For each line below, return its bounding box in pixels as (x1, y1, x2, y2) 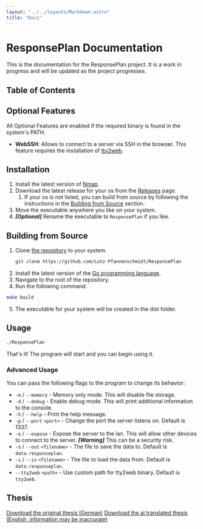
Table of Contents (6, 85, 76, 95)
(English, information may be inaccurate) (6, 516, 108, 523)
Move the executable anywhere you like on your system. (15, 207, 157, 214)
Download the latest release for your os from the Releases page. (15, 187, 177, 194)
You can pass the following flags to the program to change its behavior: (6, 379, 185, 386)
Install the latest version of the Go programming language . (15, 269, 161, 277)
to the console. (15, 404, 53, 411)
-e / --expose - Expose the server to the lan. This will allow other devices (15, 430, 198, 437)
